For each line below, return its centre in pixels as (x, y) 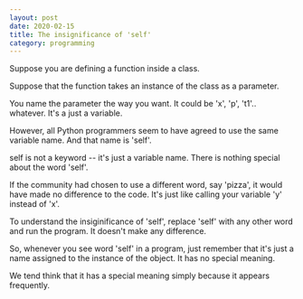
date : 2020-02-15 (42, 26)
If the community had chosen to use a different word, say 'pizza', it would (146, 185)
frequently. (29, 285)
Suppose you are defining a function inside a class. (105, 69)
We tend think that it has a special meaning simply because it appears (139, 276)
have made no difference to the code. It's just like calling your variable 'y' (146, 194)
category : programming (52, 43)
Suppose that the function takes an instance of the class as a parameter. (144, 86)
